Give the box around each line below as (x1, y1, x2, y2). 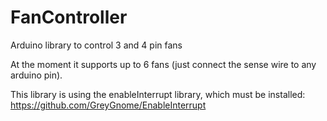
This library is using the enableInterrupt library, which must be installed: (10, 88, 306, 100)
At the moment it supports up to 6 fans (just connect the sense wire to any (10, 58, 317, 70)
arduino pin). (10, 69, 63, 81)
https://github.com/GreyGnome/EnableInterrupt (10, 99, 207, 111)
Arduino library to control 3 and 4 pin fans (10, 39, 183, 51)
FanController (10, 6, 128, 29)
